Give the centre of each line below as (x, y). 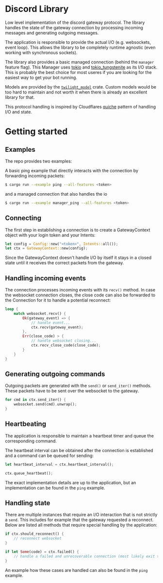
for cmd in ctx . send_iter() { (36, 400)
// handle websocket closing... (64, 341)
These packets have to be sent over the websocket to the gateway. (72, 391)
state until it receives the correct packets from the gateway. (65, 263)
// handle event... (50, 323)
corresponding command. (31, 441)
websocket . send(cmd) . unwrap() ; (45, 404)
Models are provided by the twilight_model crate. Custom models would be (81, 87)
